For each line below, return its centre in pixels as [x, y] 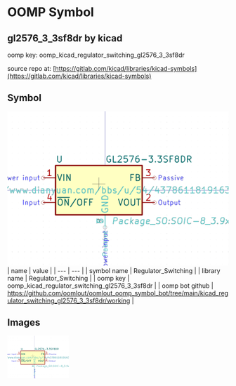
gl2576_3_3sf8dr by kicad [65, 38]
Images [24, 322]
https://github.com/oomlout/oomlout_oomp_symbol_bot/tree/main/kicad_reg [118, 293]
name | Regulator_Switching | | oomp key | [68, 278]
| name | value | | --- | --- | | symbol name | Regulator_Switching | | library [114, 270]
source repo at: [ [31, 68]
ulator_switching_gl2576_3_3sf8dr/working [69, 300]
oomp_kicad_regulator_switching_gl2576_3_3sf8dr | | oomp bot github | [111, 286]
